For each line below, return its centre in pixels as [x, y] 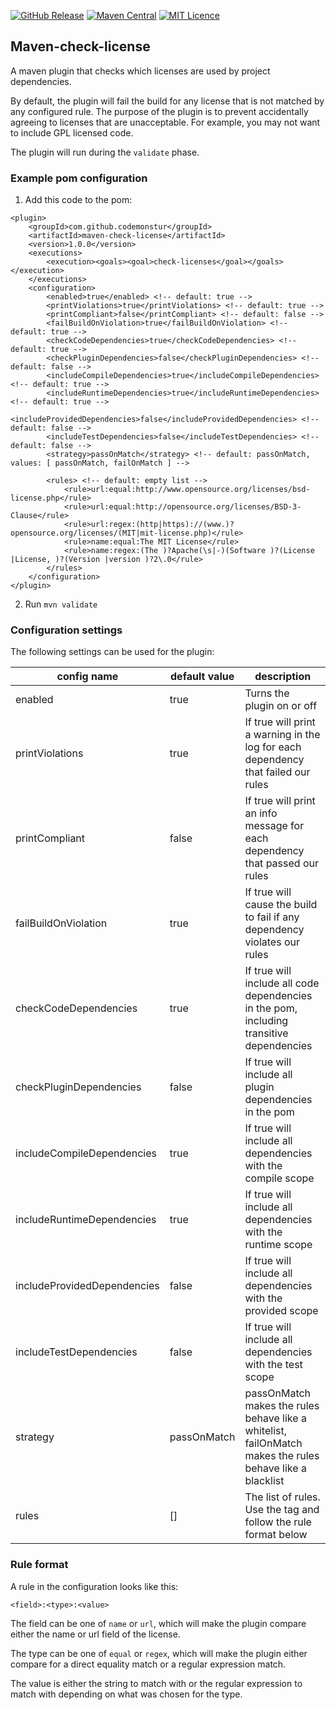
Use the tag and [282, 1510]
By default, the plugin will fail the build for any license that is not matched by [167, 101]
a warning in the [282, 735]
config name [87, 677]
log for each [273, 747]
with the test [273, 1365]
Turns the [267, 693]
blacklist [264, 1481]
